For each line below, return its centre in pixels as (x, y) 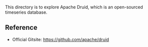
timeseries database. (26, 12)
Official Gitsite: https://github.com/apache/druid (61, 39)
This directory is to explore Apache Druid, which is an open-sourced (74, 7)
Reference (21, 28)
